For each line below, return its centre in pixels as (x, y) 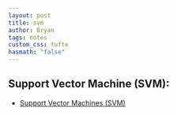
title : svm (26, 23)
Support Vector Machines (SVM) (73, 102)
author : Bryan (32, 30)
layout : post (30, 15)
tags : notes (28, 37)
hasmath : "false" (37, 52)
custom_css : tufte (38, 45)
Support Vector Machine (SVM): (89, 84)
